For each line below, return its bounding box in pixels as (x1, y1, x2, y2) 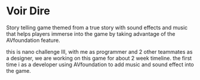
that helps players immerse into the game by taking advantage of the (6, 30, 176, 37)
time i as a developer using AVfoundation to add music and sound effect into (6, 61, 194, 68)
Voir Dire (6, 4, 51, 18)
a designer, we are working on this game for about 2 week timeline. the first (6, 54, 192, 61)
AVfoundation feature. (6, 36, 61, 44)
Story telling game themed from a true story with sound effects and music (6, 24, 188, 31)
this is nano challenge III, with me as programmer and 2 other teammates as (6, 48, 193, 55)
